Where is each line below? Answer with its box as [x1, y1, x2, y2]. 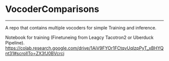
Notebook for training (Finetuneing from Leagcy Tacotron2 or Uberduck [5, 34, 154, 40]
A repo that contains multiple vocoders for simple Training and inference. [5, 24, 157, 30]
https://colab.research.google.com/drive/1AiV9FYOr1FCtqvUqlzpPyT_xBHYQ [5, 45, 164, 51]
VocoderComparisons [5, 3, 100, 15]
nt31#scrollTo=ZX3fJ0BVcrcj [5, 50, 64, 56]
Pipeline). [5, 39, 25, 45]
